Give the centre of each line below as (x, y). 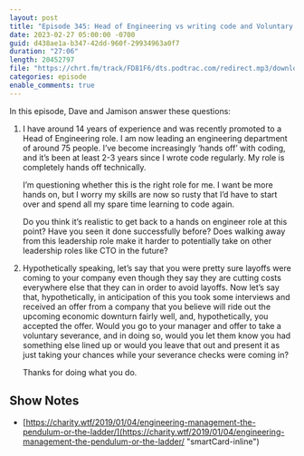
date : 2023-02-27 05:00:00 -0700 (72, 34)
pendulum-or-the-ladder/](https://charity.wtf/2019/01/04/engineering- (153, 432)
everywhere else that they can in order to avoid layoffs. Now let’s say (151, 287)
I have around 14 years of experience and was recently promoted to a (152, 129)
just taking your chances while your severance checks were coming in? (156, 354)
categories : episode (48, 77)
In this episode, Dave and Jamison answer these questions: (120, 111)
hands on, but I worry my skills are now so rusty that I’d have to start (150, 194)
